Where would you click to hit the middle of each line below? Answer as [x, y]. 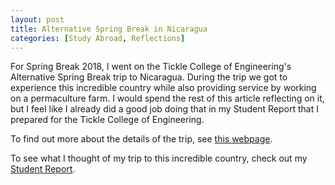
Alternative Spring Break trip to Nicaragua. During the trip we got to [149, 77]
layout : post [37, 19]
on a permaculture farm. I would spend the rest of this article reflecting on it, [167, 98]
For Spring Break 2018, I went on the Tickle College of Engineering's [151, 67]
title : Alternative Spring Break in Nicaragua [109, 29]
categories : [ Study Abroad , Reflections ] [98, 38]
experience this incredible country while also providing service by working [163, 88]
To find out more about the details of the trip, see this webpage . [141, 139]
